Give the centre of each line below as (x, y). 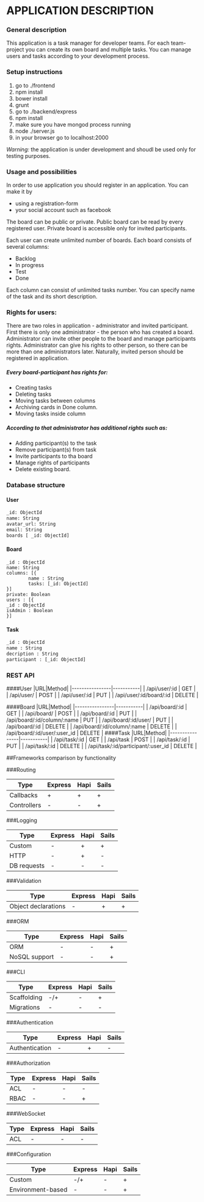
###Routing (21, 770)
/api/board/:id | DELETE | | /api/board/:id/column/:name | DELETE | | (92, 727)
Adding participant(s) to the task (56, 443)
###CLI (16, 972)
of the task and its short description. (52, 297)
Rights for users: (31, 312)
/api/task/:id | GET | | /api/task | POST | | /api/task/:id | (122, 739)
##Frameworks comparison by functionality (61, 758)
